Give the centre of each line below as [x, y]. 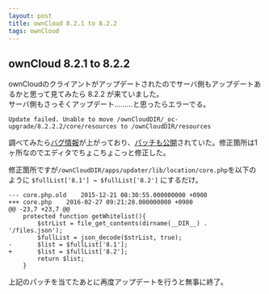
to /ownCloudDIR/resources [166, 127]
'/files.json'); [36, 231]
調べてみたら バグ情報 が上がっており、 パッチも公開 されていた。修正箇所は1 [133, 143]
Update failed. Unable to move [61, 120]
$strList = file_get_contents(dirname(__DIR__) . [122, 224]
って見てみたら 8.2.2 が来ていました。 [100, 94]
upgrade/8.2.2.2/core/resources [63, 127]
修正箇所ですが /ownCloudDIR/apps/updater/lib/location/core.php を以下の [132, 170]
